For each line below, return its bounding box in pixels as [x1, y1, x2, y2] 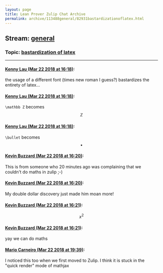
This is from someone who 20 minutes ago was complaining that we [5, 164, 142, 169]
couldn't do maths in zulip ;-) [5, 169, 63, 175]
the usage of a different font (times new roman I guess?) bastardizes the [5, 77, 149, 83]
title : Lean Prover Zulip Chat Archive [5, 12, 86, 17]
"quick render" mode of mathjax [5, 263, 69, 269]
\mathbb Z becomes [5, 104, 45, 110]
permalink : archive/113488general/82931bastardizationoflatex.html [5, 16, 145, 21]
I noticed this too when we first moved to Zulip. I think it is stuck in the [5, 257, 145, 263]
